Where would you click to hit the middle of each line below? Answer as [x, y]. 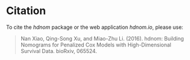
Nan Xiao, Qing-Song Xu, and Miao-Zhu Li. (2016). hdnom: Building [102, 38]
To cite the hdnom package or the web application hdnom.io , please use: [95, 27]
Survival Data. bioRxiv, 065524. [59, 51]
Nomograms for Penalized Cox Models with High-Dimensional [96, 45]
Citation [26, 11]
